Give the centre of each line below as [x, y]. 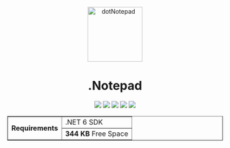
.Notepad [115, 86]
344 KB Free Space [97, 134]
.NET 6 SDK [84, 122]
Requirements [35, 128]
